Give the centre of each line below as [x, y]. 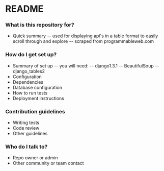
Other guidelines [30, 134]
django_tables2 [29, 71]
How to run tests [30, 93]
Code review [26, 128]
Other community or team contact [48, 163]
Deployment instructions [38, 98]
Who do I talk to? [26, 147]
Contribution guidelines [35, 111]
